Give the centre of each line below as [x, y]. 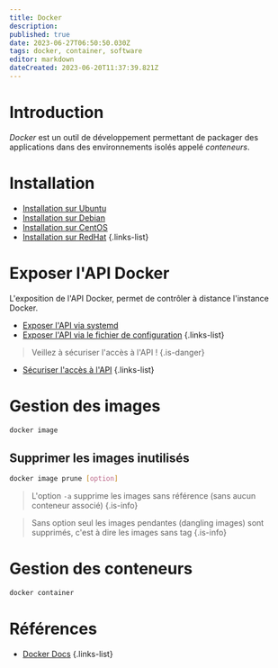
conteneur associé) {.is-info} [85, 506]
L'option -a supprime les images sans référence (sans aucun [143, 496]
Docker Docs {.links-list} [68, 654]
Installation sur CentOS [65, 227]
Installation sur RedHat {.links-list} [85, 237]
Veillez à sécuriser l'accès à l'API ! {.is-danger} [118, 352]
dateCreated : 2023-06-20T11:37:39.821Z [84, 68]
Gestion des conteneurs [101, 569]
